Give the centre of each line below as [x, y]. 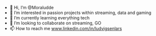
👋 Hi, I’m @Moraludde [32, 8]
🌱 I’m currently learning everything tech [49, 18]
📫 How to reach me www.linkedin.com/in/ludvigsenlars [66, 28]
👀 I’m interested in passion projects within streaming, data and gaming [80, 13]
